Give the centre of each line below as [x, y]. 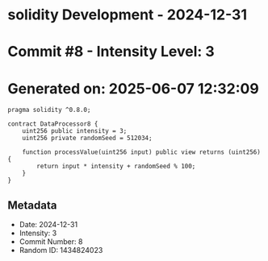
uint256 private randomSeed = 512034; [87, 139]
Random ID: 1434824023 [61, 251]
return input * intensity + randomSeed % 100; [116, 167]
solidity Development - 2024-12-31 [128, 15]
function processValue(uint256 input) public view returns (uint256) [142, 152]
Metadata [32, 205]
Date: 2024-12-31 [48, 225]
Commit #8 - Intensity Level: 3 [111, 52]
